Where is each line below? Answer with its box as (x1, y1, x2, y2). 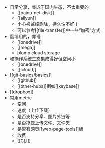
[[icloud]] (17, 67, 37, 72)
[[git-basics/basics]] (9, 72, 52, 78)
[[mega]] (17, 44, 36, 50)
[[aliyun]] (17, 15, 36, 21)
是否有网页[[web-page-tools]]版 (17, 126, 84, 132)
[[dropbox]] (9, 89, 34, 95)
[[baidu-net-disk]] (17, 10, 54, 16)
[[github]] (17, 77, 37, 83)
